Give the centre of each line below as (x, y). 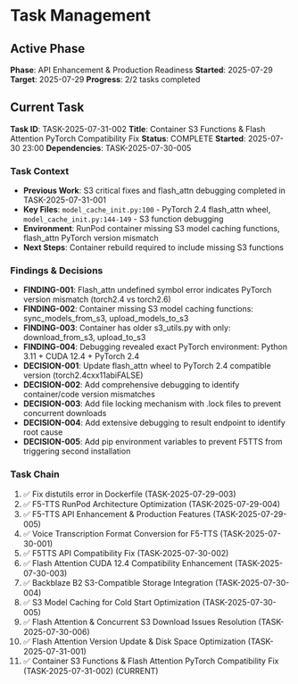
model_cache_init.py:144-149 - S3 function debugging (123, 219)
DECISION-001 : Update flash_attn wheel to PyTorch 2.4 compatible (147, 366)
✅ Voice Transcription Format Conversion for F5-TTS (120, 533)
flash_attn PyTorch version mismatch (91, 238)
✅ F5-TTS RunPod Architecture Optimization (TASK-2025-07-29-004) (151, 504)
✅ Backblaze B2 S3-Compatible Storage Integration (118, 582)
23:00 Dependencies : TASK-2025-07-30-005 (107, 147)
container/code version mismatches (89, 395)
